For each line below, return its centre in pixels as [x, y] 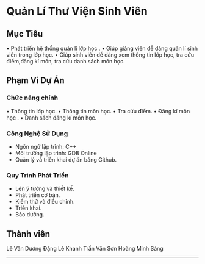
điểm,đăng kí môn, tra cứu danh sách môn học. [66, 61]
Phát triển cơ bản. [38, 195]
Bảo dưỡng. [30, 215]
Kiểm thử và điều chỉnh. [45, 202]
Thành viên [28, 234]
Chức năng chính [32, 98]
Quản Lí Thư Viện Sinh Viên [77, 11]
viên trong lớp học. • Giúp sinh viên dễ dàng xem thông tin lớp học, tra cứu [100, 55]
